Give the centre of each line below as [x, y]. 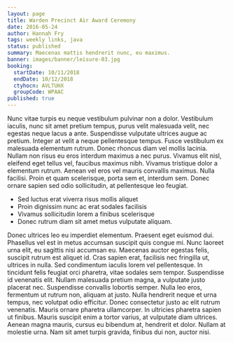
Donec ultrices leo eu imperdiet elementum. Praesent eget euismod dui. [111, 235]
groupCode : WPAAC [39, 92]
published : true [31, 99]
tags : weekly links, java [45, 40]
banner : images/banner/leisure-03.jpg [64, 60]
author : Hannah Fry [36, 33]
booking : [20, 66]
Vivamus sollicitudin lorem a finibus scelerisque [86, 214]
